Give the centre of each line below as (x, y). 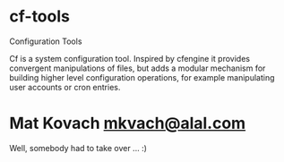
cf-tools (39, 17)
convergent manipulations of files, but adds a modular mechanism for (138, 68)
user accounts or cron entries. (65, 87)
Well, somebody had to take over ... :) (78, 148)
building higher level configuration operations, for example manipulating (142, 77)
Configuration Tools (46, 41)
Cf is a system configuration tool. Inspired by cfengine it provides (130, 58)
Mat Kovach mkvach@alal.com (128, 124)
